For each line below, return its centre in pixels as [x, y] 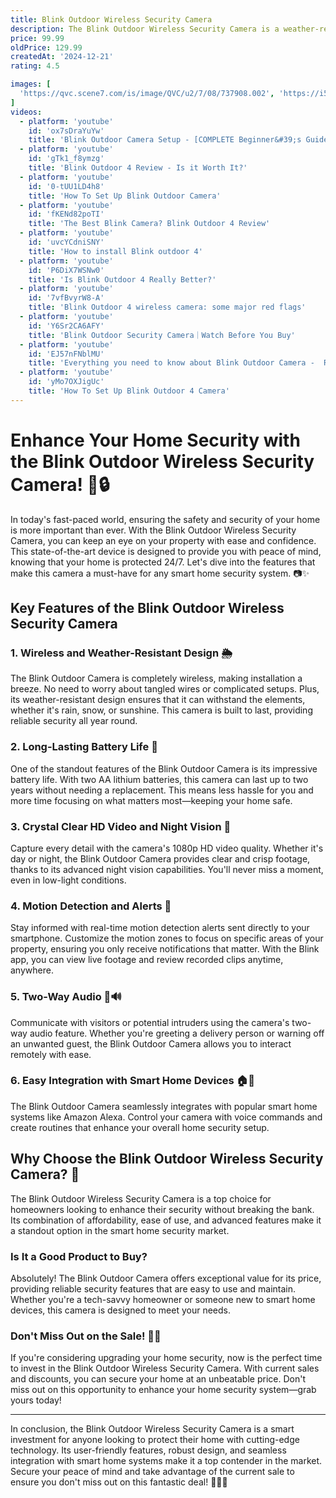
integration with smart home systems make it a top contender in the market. [166, 1461]
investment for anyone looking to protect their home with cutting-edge [155, 1440]
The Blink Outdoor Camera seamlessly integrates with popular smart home [164, 1106]
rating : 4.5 [35, 66]
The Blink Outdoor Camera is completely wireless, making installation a [156, 678]
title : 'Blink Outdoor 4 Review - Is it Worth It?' [138, 168]
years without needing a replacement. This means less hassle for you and [162, 790]
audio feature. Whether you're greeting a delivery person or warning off [177, 1033]
